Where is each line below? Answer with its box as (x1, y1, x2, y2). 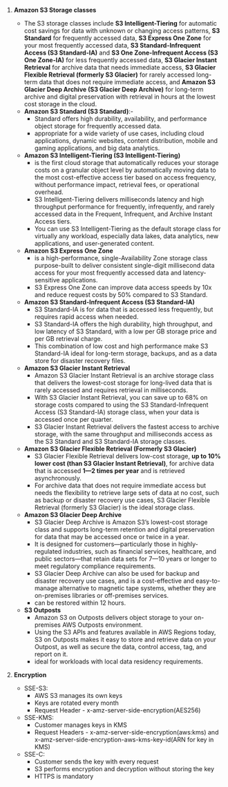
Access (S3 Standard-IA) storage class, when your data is (34, 408, 200, 416)
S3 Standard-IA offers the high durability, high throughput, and (34, 320, 213, 328)
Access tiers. (34, 217, 72, 225)
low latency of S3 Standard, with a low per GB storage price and (34, 327, 217, 336)
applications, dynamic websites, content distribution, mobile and (34, 137, 218, 144)
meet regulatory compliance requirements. (34, 562, 156, 570)
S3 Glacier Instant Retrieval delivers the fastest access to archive (34, 422, 220, 431)
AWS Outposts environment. (61, 621, 143, 629)
